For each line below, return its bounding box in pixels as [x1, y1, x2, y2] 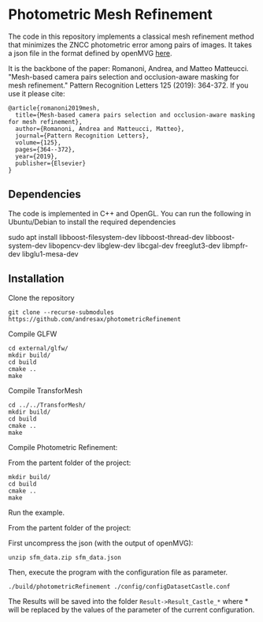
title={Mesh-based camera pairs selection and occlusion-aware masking [15, 111, 256, 119]
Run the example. [8, 508, 65, 517]
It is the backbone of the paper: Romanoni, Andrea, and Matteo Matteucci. [8, 63, 250, 73]
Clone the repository [8, 293, 75, 302]
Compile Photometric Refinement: [8, 442, 118, 452]
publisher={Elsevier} [15, 159, 87, 167]
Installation [8, 272, 65, 286]
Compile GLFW [8, 329, 57, 339]
